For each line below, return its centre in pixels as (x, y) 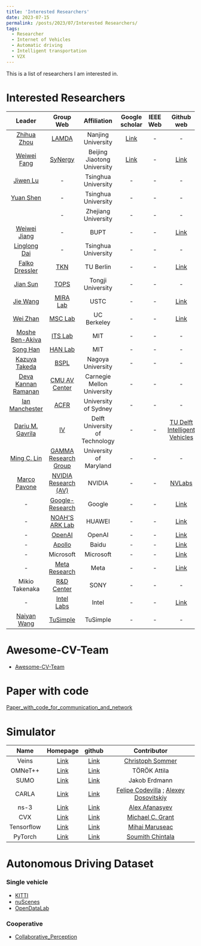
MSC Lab (62, 318)
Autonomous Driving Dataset (80, 863)
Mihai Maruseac (150, 827)
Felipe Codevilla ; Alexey (150, 790)
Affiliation (98, 121)
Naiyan (26, 616)
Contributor (151, 751)
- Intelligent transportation (49, 51)
